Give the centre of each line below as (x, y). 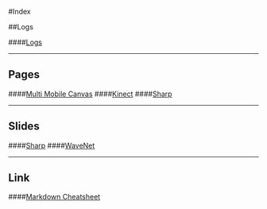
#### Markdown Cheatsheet (54, 197)
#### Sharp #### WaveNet (52, 145)
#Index (19, 12)
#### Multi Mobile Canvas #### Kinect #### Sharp (90, 94)
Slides (24, 126)
